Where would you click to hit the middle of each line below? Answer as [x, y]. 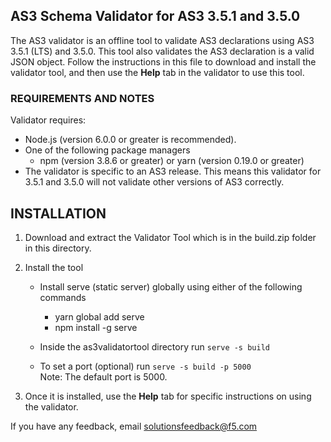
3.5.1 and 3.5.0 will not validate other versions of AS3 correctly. [154, 182]
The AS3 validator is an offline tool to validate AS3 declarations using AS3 [162, 40]
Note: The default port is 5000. [103, 376]
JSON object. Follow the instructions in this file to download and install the [163, 61]
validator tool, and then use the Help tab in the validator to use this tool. [157, 72]
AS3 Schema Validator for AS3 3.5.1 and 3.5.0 [155, 16]
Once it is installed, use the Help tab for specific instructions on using [168, 396]
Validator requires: [48, 120]
